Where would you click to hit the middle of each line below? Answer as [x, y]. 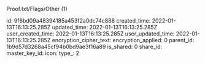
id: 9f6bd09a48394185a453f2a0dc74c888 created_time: [79, 20]
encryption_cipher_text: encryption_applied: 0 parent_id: [123, 40]
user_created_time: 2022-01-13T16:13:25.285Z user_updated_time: [91, 34]
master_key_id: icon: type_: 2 [43, 53]
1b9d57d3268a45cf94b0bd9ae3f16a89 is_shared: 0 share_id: [84, 46]
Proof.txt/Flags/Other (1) [37, 9]
